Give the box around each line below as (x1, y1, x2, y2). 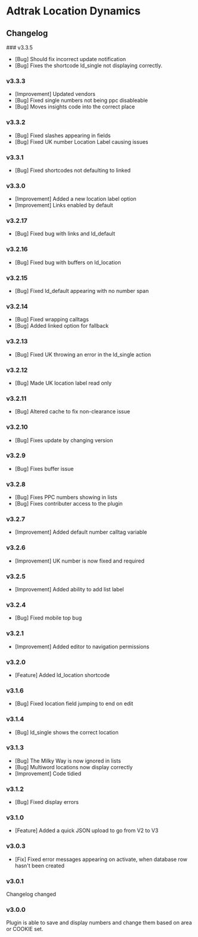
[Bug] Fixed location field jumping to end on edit (14, 700, 134, 708)
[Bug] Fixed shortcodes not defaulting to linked (14, 167, 131, 174)
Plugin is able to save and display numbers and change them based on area (6, 919, 192, 926)
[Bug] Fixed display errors (14, 799, 79, 806)
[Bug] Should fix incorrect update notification (14, 56, 126, 62)
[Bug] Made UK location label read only (14, 379, 112, 386)
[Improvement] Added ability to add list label (14, 586, 124, 593)
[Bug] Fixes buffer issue (14, 465, 74, 472)
